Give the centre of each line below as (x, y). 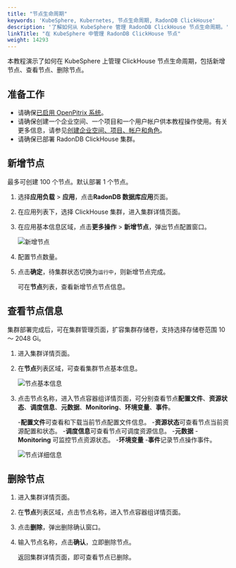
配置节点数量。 (39, 256)
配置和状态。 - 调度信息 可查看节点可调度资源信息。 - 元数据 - (111, 430)
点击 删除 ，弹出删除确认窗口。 (61, 527)
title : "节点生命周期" (37, 14)
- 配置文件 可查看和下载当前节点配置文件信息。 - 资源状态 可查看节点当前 (120, 422)
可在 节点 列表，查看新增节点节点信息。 (73, 286)
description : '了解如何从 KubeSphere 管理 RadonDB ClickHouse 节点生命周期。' (118, 27)
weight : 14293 (28, 40)
